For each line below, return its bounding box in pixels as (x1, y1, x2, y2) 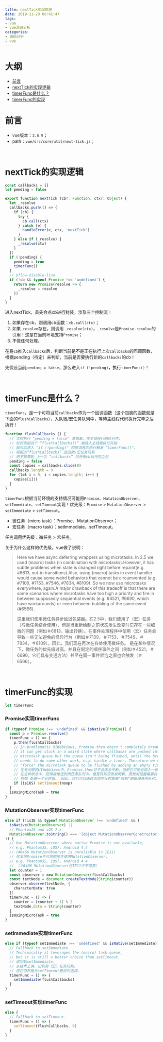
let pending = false (5, 188, 47, 192)
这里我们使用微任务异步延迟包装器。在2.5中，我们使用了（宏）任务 (16, 615, 151, 622)
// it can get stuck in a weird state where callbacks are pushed (14, 749, 151, 754)
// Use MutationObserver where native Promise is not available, (9, 841, 145, 846)
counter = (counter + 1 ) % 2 (14, 899, 73, 904)
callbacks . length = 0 (9, 468, 53, 473)
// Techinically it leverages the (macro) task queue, (9, 950, 123, 955)
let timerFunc (5, 703, 34, 708)
